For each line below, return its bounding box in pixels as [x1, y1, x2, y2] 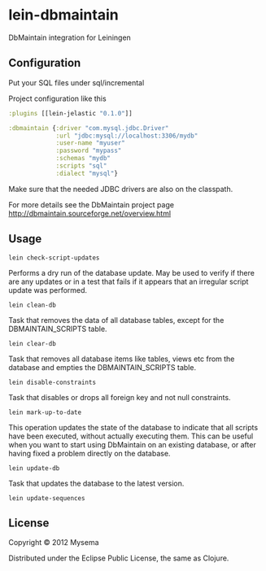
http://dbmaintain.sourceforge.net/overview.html [8, 208, 172, 218]
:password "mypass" [55, 146, 122, 155]
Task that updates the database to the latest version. [8, 478, 185, 488]
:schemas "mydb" [55, 155, 111, 163]
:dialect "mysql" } [55, 169, 118, 177]
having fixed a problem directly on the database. [8, 448, 171, 458]
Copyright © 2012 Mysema [8, 538, 99, 547]
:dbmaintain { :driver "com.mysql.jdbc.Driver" [8, 124, 169, 132]
